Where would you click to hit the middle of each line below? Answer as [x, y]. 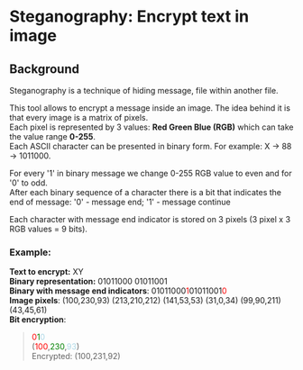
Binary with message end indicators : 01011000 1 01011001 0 [118, 291]
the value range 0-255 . [53, 136]
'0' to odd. [28, 183]
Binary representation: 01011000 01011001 [89, 282]
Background [44, 69]
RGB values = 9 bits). [49, 229]
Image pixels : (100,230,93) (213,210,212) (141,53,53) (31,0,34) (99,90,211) [145, 301]
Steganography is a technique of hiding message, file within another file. [144, 90]
